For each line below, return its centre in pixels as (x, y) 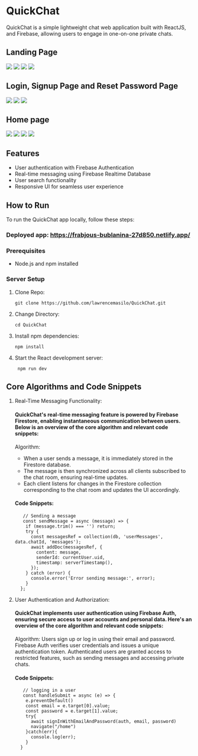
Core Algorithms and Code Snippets (74, 387)
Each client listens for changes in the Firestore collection (92, 483)
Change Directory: (37, 314)
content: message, (59, 552)
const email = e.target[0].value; (68, 706)
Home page (28, 120)
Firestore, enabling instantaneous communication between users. (98, 421)
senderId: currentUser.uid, (71, 557)
